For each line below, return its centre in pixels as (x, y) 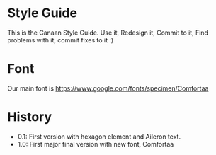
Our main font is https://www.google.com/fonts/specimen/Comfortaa (108, 88)
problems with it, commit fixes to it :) (61, 40)
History (30, 117)
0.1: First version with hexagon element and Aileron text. (99, 137)
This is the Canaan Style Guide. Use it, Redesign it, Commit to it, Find (108, 33)
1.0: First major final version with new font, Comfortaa (96, 144)
